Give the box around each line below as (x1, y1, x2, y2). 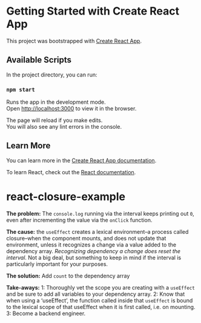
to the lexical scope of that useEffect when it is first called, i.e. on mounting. (6, 303, 196, 310)
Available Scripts (6, 55, 71, 65)
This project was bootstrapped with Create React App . (6, 37, 142, 44)
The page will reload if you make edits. (6, 117, 103, 124)
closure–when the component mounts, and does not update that (6, 234, 166, 242)
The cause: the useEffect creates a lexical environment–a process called (6, 228, 189, 235)
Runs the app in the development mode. (6, 98, 106, 106)
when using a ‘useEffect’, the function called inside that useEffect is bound (6, 296, 193, 304)
